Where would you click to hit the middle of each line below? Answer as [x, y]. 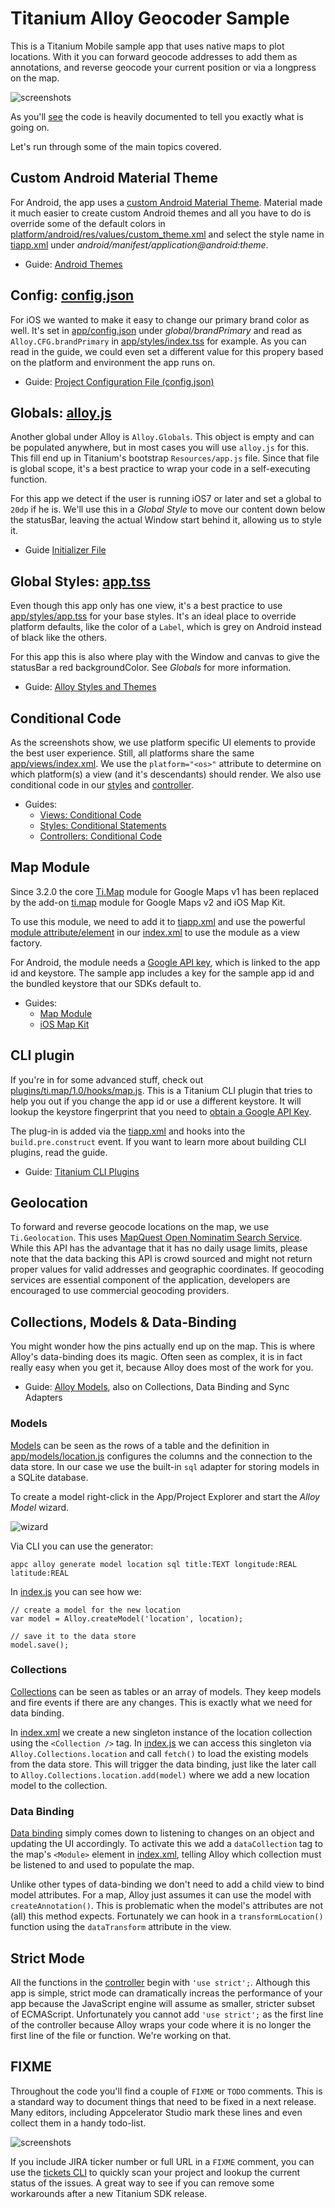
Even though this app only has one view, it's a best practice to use [146, 606]
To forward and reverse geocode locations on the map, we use [140, 1227]
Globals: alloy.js [61, 412]
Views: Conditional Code [90, 815]
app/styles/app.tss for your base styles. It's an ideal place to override [153, 616]
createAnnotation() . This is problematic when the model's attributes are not [166, 1906]
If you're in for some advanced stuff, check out [107, 1079]
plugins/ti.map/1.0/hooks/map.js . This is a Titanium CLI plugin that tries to [161, 1090]
